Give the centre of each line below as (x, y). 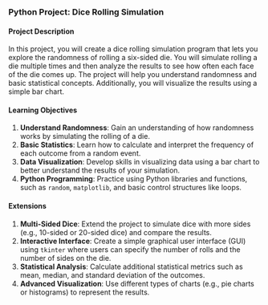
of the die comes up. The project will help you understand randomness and (132, 75)
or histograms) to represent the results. (85, 292)
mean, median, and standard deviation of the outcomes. (112, 274)
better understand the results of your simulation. (100, 170)
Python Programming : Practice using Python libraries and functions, (134, 179)
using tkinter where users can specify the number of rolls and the (130, 249)
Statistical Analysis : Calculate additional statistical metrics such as (131, 266)
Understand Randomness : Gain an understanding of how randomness (137, 128)
